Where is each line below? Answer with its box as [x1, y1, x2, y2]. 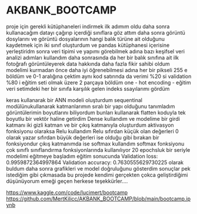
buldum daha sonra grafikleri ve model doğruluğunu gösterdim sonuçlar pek [6, 165, 191, 172]
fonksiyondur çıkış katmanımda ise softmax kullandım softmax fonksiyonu [6, 140, 185, 147]
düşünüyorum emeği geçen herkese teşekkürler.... [6, 177, 128, 185]
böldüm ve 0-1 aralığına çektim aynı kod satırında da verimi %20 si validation [6, 73, 192, 80]
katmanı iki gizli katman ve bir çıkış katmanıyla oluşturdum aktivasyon [6, 121, 175, 128]
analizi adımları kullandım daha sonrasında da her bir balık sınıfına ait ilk [6, 54, 179, 61]
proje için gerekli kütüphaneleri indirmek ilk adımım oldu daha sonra [6, 23, 170, 30]
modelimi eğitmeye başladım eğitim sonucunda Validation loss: [6, 152, 158, 159]
